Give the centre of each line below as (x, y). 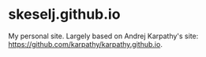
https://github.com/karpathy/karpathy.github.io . (86, 44)
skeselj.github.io (64, 14)
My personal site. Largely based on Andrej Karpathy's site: (103, 36)
